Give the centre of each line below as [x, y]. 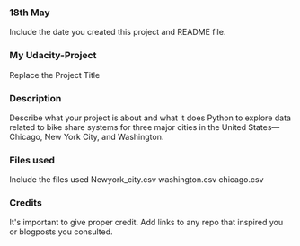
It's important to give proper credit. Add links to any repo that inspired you [146, 223]
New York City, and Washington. [104, 136]
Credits [26, 203]
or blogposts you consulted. [62, 232]
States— [264, 127]
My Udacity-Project [53, 56]
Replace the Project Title [55, 75]
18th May [30, 13]
